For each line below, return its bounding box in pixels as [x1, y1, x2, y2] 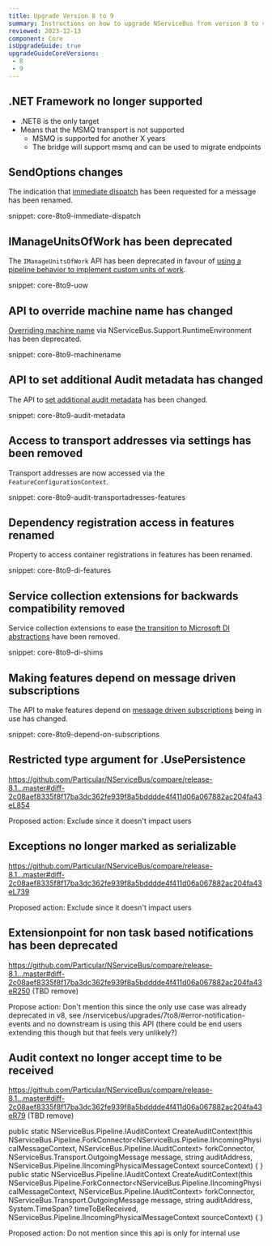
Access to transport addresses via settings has [8, 434, 252, 448]
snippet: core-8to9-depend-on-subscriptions [8, 730, 160, 740]
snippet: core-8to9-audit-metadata [8, 410, 125, 420]
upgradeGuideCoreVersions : [8, 49, 100, 58]
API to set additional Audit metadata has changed [8, 373, 264, 387]
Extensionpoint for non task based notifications [8, 926, 253, 940]
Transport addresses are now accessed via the [8, 467, 165, 478]
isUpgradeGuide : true [8, 42, 82, 50]
